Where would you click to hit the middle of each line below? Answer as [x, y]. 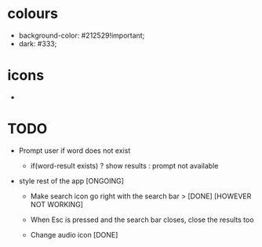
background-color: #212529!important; [82, 35]
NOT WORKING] [57, 204]
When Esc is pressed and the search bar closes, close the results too [142, 220]
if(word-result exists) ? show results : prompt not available [124, 165]
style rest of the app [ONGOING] [71, 180]
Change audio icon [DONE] [74, 234]
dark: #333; [38, 43]
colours [33, 14]
